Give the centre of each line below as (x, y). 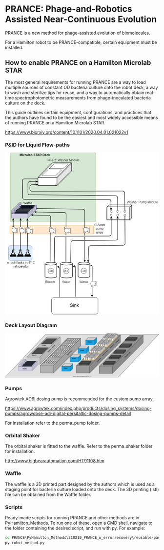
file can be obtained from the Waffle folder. (48, 494)
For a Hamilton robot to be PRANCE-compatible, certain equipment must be (81, 42)
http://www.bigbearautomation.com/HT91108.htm (55, 461)
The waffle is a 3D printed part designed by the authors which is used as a (80, 484)
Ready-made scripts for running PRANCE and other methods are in (72, 517)
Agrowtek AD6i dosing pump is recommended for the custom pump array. (79, 399)
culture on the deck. (25, 103)
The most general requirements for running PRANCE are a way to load (75, 82)
